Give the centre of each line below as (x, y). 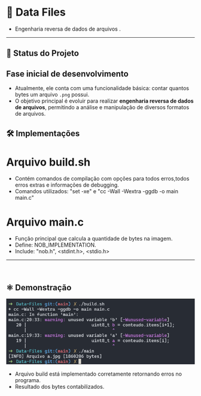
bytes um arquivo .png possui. (52, 95)
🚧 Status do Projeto (43, 53)
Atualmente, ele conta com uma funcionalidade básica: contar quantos (102, 88)
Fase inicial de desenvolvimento (67, 73)
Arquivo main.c (45, 222)
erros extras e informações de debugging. (67, 185)
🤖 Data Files (36, 12)
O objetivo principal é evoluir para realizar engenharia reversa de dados (104, 101)
